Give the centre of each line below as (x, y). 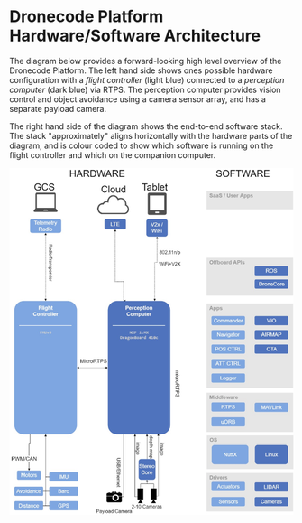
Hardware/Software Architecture (135, 36)
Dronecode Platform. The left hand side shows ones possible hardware (141, 70)
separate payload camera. (58, 108)
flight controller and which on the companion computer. (113, 154)
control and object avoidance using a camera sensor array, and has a (137, 99)
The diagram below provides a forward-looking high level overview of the (146, 61)
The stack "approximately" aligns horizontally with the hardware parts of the (151, 135)
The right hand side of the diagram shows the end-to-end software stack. (146, 126)
